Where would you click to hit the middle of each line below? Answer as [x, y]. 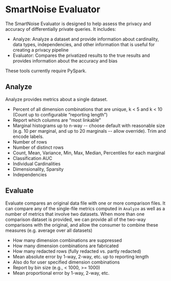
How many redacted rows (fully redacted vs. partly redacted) [77, 251]
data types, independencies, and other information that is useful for [84, 44]
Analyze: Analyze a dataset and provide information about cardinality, [86, 39]
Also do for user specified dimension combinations [66, 262]
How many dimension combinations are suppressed [67, 240]
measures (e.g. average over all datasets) [49, 230]
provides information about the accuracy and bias [65, 61]
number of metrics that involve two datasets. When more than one [75, 214]
